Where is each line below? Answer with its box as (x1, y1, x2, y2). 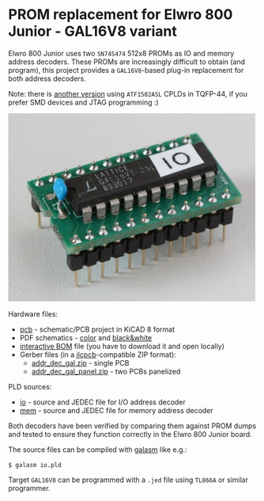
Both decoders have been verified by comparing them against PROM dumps (8, 421, 257, 431)
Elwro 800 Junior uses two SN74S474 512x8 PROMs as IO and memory (8, 48, 235, 58)
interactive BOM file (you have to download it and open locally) (19, 341, 225, 351)
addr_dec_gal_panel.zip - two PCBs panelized (31, 366, 181, 376)
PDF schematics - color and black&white (19, 332, 153, 342)
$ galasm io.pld (8, 461, 62, 469)
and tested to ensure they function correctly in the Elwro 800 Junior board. (8, 429, 253, 438)
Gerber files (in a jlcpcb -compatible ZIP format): (19, 350, 176, 359)
